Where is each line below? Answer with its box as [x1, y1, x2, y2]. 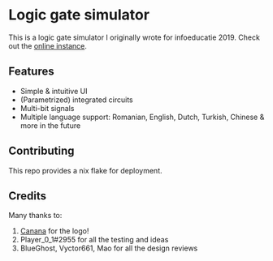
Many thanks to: [8, 211, 63, 220]
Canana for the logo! [19, 226, 89, 236]
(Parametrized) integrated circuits [19, 95, 133, 105]
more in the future [19, 120, 81, 130]
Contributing [8, 144, 75, 158]
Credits [8, 189, 47, 203]
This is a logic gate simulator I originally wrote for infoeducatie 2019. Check [8, 32, 260, 42]
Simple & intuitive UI [19, 86, 88, 96]
